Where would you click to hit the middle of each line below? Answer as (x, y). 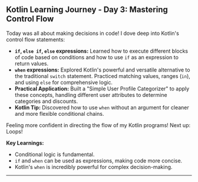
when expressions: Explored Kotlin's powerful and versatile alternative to (102, 70)
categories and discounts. (46, 101)
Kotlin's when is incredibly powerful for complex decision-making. (93, 167)
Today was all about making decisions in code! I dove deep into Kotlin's (93, 33)
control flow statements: (36, 39)
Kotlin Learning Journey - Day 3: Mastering (87, 10)
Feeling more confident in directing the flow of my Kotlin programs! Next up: (98, 125)
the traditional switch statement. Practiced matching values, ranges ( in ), (102, 76)
